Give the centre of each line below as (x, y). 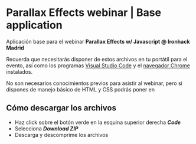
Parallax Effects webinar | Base (84, 13)
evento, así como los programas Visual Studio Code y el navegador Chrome (98, 66)
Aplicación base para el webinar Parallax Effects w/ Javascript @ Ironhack (98, 41)
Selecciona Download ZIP (46, 128)
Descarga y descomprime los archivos (61, 135)
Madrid (15, 48)
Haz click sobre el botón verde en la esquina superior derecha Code (98, 122)
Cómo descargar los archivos (61, 108)
